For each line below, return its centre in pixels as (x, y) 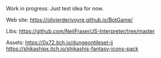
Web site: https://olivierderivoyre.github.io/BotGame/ (69, 20)
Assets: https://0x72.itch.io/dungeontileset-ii (60, 42)
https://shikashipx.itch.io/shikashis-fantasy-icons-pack (72, 49)
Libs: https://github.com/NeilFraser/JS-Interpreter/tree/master (80, 31)
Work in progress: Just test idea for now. (55, 8)
